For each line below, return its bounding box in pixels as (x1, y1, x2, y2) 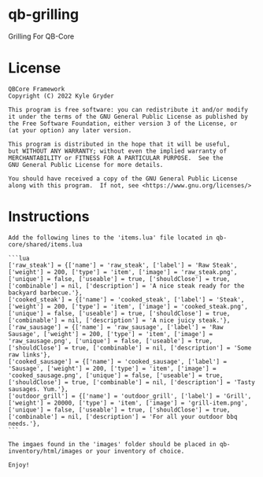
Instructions (8, 208, 90, 226)
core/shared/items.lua (8, 240, 83, 249)
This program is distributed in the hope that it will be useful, (8, 140, 231, 148)
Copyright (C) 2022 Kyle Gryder (8, 92, 114, 100)
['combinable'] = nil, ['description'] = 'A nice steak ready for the (8, 282, 245, 290)
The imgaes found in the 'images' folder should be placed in (8, 440, 217, 448)
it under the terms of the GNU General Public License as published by (8, 113, 248, 120)
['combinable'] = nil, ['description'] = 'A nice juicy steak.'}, (8, 316, 231, 324)
